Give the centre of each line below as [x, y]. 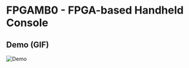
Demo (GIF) [28, 45]
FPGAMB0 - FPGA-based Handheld [95, 10]
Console [27, 23]
